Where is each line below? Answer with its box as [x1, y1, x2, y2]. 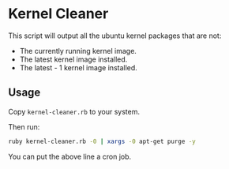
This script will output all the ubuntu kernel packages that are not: [8, 31, 222, 40]
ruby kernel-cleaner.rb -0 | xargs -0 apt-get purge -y [8, 137, 196, 145]
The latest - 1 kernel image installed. [19, 62, 138, 72]
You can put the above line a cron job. [8, 152, 132, 161]
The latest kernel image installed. [19, 54, 128, 64]
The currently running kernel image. [19, 46, 137, 55]
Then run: [8, 122, 40, 131]
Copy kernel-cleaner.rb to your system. [8, 107, 141, 116]
